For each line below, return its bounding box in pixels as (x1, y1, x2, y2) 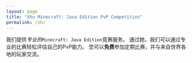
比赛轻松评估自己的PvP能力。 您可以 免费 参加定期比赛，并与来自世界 (16, 43, 181, 50)
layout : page (6, 8, 38, 15)
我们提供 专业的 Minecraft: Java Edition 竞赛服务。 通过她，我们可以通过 (6, 36, 181, 43)
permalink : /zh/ (6, 19, 46, 25)
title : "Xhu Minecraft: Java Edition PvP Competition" (6, 14, 143, 20)
